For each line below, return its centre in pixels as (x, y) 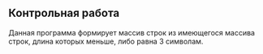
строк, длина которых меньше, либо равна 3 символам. (106, 41)
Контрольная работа (64, 13)
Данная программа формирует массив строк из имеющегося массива (132, 32)
